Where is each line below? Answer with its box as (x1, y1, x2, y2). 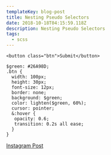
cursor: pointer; (11, 105, 55, 111)
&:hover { (11, 111, 36, 117)
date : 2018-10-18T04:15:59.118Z (6, 20, 87, 26)
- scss (11, 37, 28, 42)
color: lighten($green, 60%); (11, 100, 87, 106)
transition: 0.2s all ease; (14, 121, 84, 127)
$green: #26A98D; (6, 63, 50, 69)
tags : (6, 31, 20, 37)
